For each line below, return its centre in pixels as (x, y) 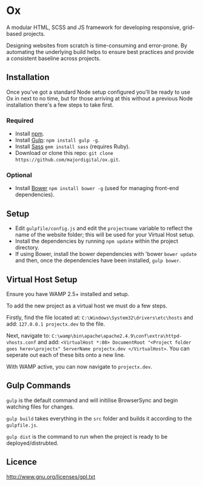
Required (20, 120)
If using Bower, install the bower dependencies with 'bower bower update (106, 254)
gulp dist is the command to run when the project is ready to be (87, 436)
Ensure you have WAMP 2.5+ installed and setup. (68, 294)
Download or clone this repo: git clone (64, 153)
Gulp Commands (38, 386)
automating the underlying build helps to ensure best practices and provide (100, 51)
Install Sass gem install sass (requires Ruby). (72, 146)
